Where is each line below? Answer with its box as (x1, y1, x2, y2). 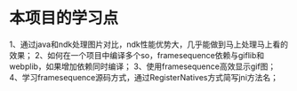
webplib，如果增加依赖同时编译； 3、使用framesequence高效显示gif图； (9, 61, 277, 72)
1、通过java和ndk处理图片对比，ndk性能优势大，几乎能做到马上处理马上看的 (9, 39, 289, 49)
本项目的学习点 (9, 8, 119, 28)
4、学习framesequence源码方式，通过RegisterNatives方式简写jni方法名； (9, 72, 278, 82)
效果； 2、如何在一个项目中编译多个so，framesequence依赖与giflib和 (9, 49, 265, 60)
